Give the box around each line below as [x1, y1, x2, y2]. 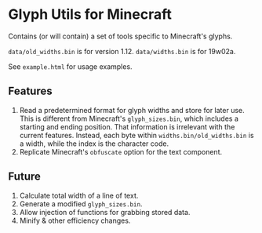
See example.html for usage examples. [8, 61, 133, 71]
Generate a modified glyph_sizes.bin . [19, 198, 143, 209]
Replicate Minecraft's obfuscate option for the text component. [19, 147, 222, 156]
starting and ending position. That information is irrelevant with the [19, 122, 235, 131]
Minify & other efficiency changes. [19, 216, 131, 225]
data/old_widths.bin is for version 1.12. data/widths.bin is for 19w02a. [8, 46, 236, 56]
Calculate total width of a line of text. [19, 191, 139, 200]
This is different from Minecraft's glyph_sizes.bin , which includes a [19, 114, 239, 123]
